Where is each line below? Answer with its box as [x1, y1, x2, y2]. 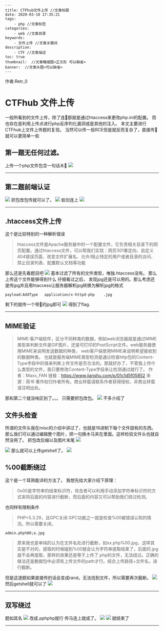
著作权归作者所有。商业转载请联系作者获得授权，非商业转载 [35, 379, 155, 385]
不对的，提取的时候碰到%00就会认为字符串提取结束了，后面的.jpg [25, 546, 159, 552]
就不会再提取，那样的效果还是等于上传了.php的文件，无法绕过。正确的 [17, 552, 159, 558]
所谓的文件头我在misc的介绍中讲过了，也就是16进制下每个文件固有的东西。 [5, 425, 156, 430]
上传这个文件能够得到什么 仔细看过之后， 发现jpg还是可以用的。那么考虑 [5, 277, 151, 282]
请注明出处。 [17, 385, 43, 391]
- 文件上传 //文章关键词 [14, 41, 58, 46]
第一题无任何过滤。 [5, 149, 63, 157]
